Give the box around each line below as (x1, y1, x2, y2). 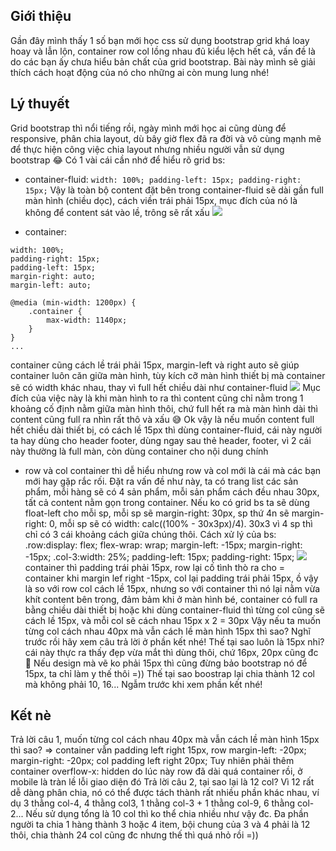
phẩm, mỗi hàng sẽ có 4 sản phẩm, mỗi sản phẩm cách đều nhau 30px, (24, 485, 320, 498)
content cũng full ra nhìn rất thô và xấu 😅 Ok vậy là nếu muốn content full (10, 413, 315, 425)
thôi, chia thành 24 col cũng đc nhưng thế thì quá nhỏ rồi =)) (10, 829, 259, 841)
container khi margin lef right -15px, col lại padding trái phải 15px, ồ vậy (24, 572, 319, 584)
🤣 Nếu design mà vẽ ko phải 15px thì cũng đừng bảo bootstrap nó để (24, 657, 308, 669)
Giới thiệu (10, 8, 72, 25)
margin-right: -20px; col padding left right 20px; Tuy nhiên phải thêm (10, 755, 295, 767)
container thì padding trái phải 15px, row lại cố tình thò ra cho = (24, 561, 286, 573)
